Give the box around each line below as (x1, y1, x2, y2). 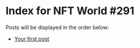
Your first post (14, 35, 49, 42)
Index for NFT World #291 (5, 4, 135, 18)
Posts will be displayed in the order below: (5, 24, 110, 31)
